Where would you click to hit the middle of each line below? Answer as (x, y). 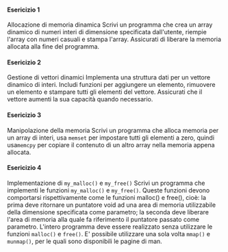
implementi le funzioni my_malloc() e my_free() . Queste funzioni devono (109, 190)
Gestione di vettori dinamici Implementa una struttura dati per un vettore (109, 77)
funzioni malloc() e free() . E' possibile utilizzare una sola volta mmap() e (109, 234)
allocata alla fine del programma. (53, 47)
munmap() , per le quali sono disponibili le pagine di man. (85, 241)
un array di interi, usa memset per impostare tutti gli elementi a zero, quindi (111, 138)
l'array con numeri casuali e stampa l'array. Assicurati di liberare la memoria (114, 39)
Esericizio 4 (24, 168)
